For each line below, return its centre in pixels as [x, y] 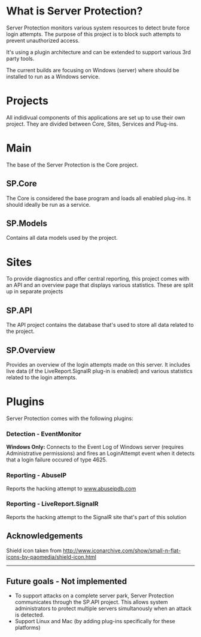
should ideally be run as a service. [48, 204]
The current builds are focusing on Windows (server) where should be [93, 70]
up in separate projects [35, 291]
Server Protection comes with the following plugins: [70, 418]
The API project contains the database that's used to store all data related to [100, 325]
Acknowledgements [45, 536]
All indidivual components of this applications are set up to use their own [96, 117]
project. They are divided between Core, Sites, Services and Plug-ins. [92, 124]
